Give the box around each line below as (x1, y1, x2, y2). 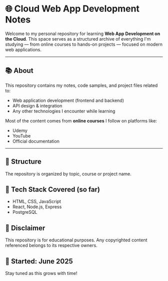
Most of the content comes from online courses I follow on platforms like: (5, 117, 157, 123)
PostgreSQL (12, 209, 37, 215)
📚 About (5, 66, 33, 75)
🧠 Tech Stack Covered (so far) (5, 185, 100, 194)
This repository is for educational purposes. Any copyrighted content (5, 237, 147, 243)
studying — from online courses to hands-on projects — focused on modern (5, 41, 163, 47)
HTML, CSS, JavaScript (12, 199, 61, 205)
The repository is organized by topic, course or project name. (5, 171, 131, 177)
